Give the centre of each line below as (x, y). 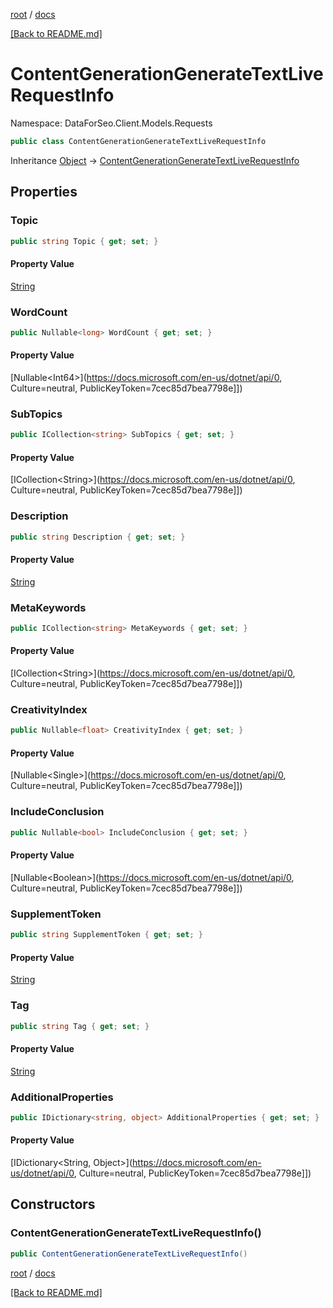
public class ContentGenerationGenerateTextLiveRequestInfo (138, 141)
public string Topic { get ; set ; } (84, 241)
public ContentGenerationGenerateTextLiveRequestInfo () (129, 1254)
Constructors (53, 1204)
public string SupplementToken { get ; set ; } (106, 935)
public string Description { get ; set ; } (98, 537)
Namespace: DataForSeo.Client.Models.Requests (111, 123)
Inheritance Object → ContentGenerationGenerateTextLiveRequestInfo (155, 160)
